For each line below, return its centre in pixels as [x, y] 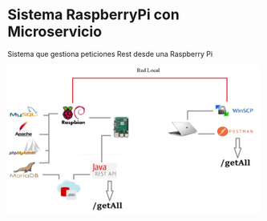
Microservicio [55, 32]
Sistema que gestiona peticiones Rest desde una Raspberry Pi [110, 54]
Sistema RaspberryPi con [93, 15]
